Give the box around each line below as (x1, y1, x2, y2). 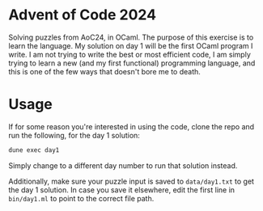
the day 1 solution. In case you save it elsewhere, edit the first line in (8, 184, 235, 195)
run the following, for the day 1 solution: (8, 130, 140, 140)
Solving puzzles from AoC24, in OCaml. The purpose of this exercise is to (8, 32, 254, 42)
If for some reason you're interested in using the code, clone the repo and (8, 121, 255, 131)
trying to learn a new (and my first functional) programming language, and (8, 58, 256, 68)
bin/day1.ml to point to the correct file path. (8, 193, 155, 203)
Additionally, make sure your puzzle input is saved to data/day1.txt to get (8, 176, 255, 186)
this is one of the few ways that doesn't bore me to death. (8, 66, 201, 76)
